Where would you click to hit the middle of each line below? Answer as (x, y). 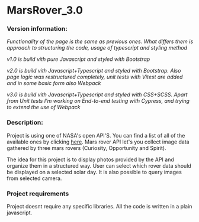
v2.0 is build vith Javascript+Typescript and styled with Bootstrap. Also (94, 71)
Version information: (37, 29)
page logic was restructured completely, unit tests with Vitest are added (95, 77)
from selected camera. (34, 178)
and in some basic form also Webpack (54, 83)
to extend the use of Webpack (44, 107)
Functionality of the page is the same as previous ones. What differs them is (100, 41)
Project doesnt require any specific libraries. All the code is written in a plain (99, 207)
